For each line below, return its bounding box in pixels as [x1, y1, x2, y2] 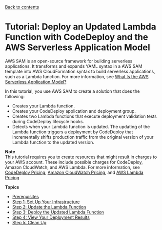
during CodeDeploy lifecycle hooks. [12, 118, 84, 124]
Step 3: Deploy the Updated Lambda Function [12, 209, 104, 215]
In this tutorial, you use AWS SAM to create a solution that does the [5, 88, 140, 94]
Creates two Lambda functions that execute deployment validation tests [12, 113, 157, 119]
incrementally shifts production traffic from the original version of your [12, 134, 154, 140]
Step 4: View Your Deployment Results [12, 214, 90, 220]
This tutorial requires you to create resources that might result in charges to [5, 154, 157, 160]
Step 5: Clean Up [12, 219, 47, 225]
